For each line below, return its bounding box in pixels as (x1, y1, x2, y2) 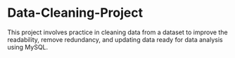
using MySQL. (7, 43, 49, 51)
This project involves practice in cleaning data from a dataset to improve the (7, 28, 228, 36)
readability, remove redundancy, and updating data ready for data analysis (7, 35, 223, 43)
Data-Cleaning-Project (7, 5, 143, 21)
